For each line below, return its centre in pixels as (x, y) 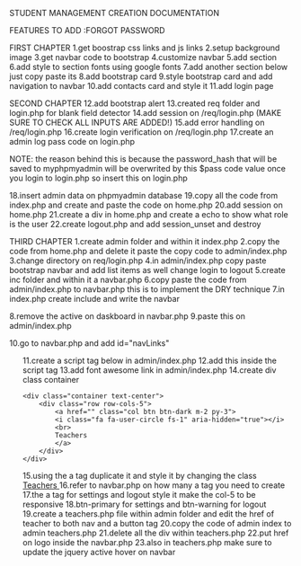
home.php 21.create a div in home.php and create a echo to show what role (149, 214)
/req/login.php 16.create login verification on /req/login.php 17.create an (142, 132)
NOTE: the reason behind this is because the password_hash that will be (143, 159)
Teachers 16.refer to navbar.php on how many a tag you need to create (154, 485)
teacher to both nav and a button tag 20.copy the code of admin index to (157, 523)
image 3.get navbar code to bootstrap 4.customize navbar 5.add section (143, 57)
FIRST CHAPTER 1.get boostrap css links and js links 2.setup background (145, 48)
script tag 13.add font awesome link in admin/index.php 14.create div (149, 370)
